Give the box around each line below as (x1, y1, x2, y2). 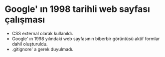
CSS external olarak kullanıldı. (11, 30, 73, 36)
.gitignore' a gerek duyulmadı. (11, 46, 74, 52)
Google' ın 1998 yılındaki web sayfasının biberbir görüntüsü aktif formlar (11, 36, 160, 42)
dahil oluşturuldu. (11, 41, 48, 47)
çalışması (4, 14, 45, 25)
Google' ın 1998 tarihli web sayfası (4, 3, 151, 15)
